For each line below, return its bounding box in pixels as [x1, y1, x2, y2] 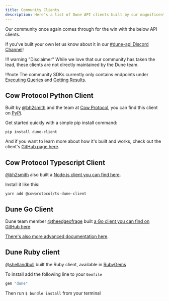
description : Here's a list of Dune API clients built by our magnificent [5, 12, 165, 17]
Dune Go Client [5, 205, 54, 213]
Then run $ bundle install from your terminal [5, 290, 101, 296]
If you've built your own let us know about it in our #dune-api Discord [5, 41, 149, 47]
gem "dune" [5, 281, 28, 286]
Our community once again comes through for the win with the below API [5, 26, 157, 32]
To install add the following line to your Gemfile [5, 271, 102, 277]
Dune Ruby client [5, 248, 60, 257]
